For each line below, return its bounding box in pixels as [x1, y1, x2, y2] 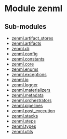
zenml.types [11, 123, 37, 129]
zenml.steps [11, 118, 36, 124]
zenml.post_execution [11, 108, 55, 114]
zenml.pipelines [11, 103, 43, 108]
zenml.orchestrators [11, 98, 52, 103]
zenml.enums [11, 66, 39, 72]
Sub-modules [4, 22, 47, 31]
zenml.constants [11, 56, 45, 61]
